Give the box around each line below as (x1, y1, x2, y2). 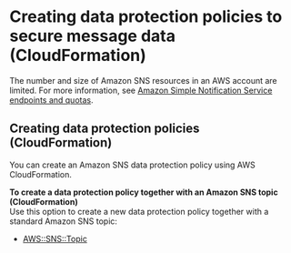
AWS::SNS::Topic (22, 233, 88, 244)
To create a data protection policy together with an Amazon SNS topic (9, 187, 279, 197)
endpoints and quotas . (9, 94, 94, 106)
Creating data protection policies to (9, 6, 283, 27)
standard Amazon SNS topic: (9, 216, 118, 227)
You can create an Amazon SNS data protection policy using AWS (9, 159, 256, 170)
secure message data (9, 25, 176, 46)
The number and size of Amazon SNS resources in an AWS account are (9, 75, 277, 86)
